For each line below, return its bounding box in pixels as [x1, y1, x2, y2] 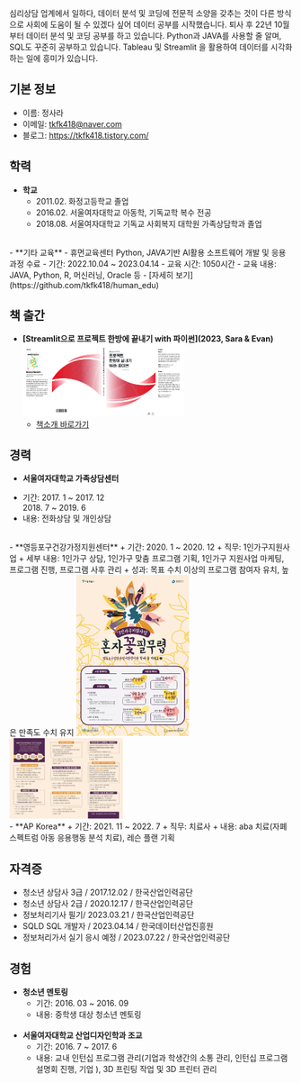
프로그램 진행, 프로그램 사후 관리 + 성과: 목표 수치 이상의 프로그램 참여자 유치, [9, 564, 280, 575]
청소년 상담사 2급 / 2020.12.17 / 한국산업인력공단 [22, 898, 194, 909]
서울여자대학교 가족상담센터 [22, 473, 120, 484]
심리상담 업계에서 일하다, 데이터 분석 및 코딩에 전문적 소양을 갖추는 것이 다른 [9, 8, 276, 18]
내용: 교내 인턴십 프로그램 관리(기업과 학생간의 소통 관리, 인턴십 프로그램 [35, 1052, 288, 1063]
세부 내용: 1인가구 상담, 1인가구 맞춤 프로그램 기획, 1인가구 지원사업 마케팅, [26, 553, 285, 564]
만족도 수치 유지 [18, 727, 75, 738]
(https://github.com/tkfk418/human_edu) [9, 279, 160, 290]
